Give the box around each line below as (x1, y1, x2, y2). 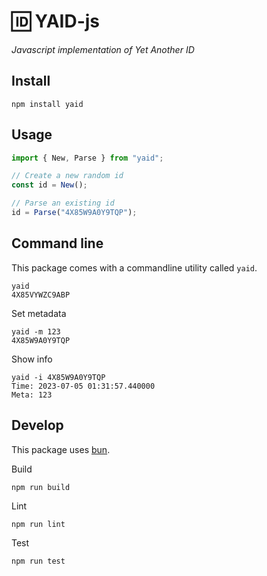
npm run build (11, 482, 71, 492)
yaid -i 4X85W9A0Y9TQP (11, 372, 106, 382)
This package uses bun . (11, 443, 111, 455)
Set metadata (11, 307, 67, 319)
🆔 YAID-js (11, 10, 101, 33)
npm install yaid (11, 99, 84, 109)
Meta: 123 (11, 390, 53, 400)
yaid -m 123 (11, 326, 61, 337)
